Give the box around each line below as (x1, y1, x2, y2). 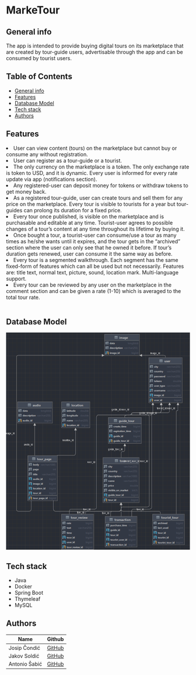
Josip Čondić (8, 644, 41, 651)
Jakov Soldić (8, 652, 40, 659)
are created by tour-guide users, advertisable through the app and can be (6, 49, 183, 56)
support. (6, 275, 27, 282)
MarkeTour (6, 4, 60, 17)
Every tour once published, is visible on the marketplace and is (13, 213, 164, 220)
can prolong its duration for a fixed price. (23, 206, 123, 213)
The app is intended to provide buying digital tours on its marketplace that (6, 42, 184, 49)
